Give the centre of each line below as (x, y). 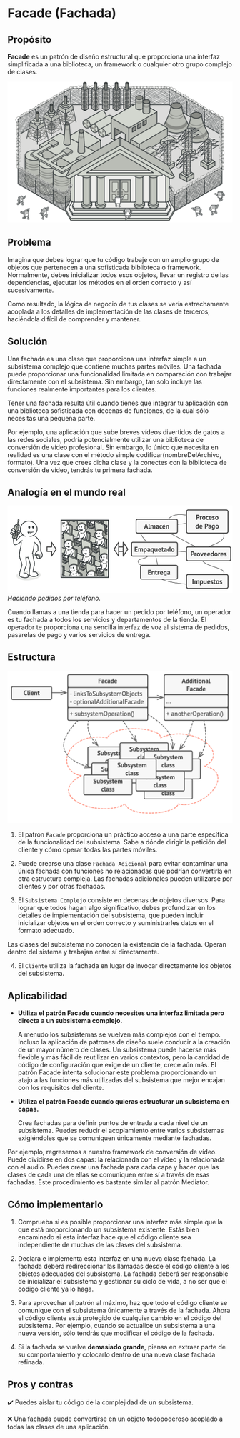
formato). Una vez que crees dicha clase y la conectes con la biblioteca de (117, 462)
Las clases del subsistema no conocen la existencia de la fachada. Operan (117, 944)
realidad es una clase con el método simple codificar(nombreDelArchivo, (114, 454)
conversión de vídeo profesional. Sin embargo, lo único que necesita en (113, 447)
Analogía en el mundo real (67, 493)
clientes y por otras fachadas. (61, 887)
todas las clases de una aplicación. (59, 1427)
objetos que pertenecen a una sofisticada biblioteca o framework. (104, 267)
